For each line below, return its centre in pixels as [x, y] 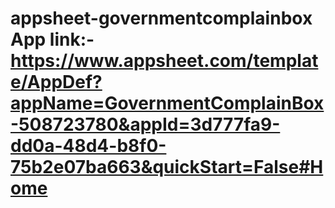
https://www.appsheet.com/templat [164, 61]
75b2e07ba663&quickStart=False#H [167, 167]
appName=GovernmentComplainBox [167, 103]
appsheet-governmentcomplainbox [161, 18]
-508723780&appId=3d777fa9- [145, 124]
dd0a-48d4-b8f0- [88, 146]
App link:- [52, 39]
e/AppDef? [56, 82]
